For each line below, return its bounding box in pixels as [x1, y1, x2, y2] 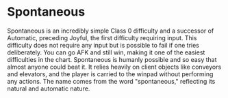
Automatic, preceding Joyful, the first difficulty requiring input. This [7, 33, 197, 42]
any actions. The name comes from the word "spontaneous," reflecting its [7, 77, 216, 85]
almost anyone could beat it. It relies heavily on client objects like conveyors [7, 63, 222, 71]
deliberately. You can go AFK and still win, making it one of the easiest [7, 48, 205, 56]
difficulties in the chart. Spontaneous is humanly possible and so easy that [7, 55, 217, 63]
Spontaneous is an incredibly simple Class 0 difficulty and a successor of [7, 27, 214, 35]
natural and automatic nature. [7, 84, 90, 93]
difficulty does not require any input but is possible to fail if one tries [7, 41, 200, 49]
